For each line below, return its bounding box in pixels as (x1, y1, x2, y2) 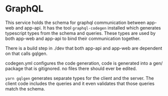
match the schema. (5, 85, 45, 91)
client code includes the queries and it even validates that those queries (5, 80, 155, 86)
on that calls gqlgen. (5, 50, 48, 56)
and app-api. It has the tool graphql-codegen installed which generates (15, 24, 161, 30)
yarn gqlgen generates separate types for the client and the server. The (5, 75, 154, 81)
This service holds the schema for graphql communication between (5, 19, 146, 25)
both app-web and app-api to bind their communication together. (5, 35, 141, 41)
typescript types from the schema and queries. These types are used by (5, 30, 156, 36)
